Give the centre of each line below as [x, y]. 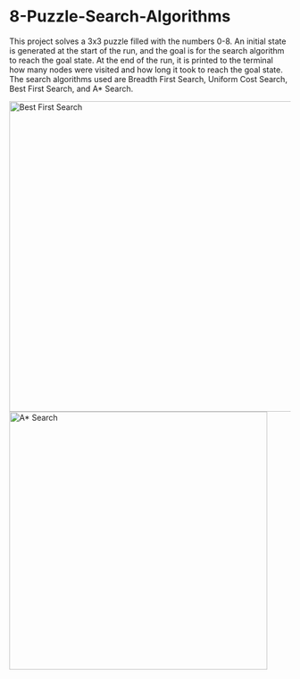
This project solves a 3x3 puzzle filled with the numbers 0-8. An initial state [148, 41]
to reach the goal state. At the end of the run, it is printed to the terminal [142, 60]
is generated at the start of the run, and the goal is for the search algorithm [147, 50]
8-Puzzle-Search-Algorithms [120, 17]
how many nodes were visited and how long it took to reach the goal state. [146, 70]
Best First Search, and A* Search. [71, 88]
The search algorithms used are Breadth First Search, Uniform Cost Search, [149, 79]
